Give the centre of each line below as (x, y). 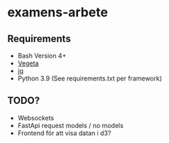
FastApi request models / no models (71, 125)
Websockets (36, 117)
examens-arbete (58, 12)
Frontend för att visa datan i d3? (64, 133)
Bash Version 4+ (42, 55)
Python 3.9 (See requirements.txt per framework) (90, 78)
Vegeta (28, 63)
